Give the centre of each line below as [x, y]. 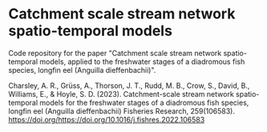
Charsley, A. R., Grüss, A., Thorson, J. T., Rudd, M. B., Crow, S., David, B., [129, 86]
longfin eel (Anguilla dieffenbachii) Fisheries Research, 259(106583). [121, 111]
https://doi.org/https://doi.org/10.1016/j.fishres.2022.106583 [107, 119]
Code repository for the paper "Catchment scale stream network [115, 53]
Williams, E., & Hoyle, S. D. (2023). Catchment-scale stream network [121, 94]
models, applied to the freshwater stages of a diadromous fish [142, 62]
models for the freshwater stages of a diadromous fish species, [144, 102]
